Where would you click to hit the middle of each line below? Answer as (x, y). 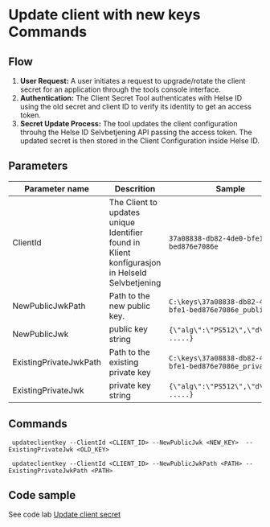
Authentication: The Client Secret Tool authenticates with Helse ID (131, 98)
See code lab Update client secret (65, 515)
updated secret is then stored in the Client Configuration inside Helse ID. (139, 141)
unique (122, 222)
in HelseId (128, 273)
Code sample (42, 495)
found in (125, 242)
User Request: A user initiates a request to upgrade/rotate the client (133, 81)
